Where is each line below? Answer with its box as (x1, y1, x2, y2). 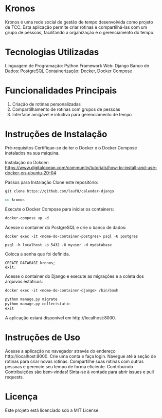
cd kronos (5, 197, 25, 202)
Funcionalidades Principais (5, 85, 117, 96)
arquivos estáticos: (5, 279, 43, 285)
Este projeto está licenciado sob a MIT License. (5, 407, 100, 413)
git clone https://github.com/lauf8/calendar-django (5, 188, 114, 193)
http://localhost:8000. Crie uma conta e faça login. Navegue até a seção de (5, 353, 156, 359)
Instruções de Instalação (5, 129, 108, 140)
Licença (5, 391, 38, 402)
